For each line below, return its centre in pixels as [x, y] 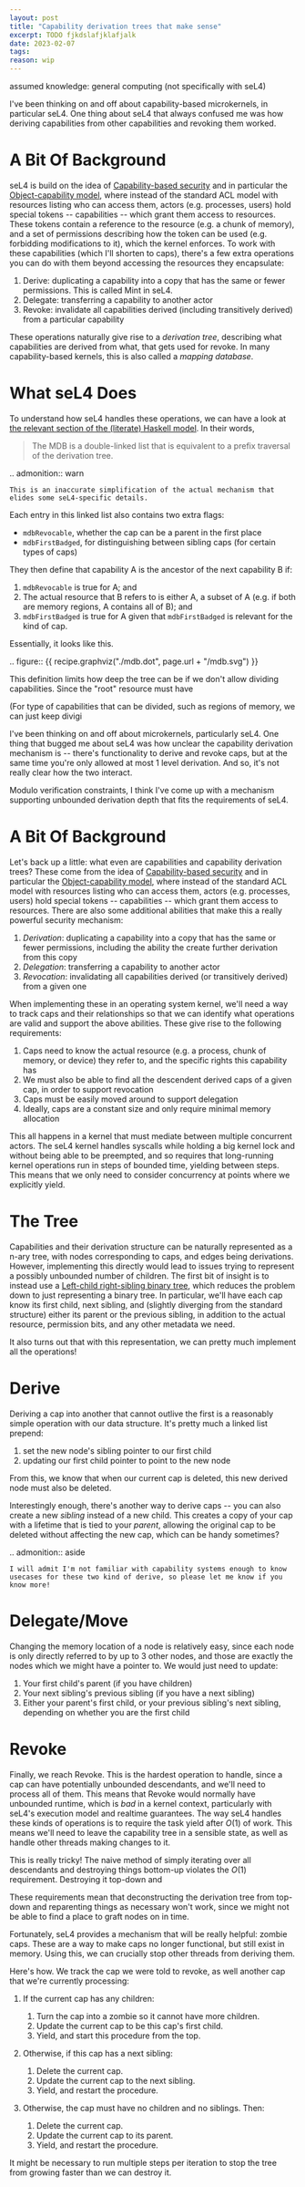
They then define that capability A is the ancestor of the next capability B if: [151, 569]
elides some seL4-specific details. [79, 498]
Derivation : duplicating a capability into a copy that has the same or [149, 938]
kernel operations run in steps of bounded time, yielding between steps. [144, 1165]
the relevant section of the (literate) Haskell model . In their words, [132, 428]
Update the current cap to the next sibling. [116, 2080]
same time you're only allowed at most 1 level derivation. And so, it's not [144, 762]
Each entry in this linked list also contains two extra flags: [117, 514]
